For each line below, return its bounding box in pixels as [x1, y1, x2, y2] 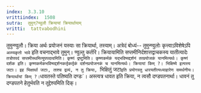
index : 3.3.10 [6, 8, 45, 15]
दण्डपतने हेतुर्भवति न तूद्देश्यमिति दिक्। [6, 79, 77, 87]
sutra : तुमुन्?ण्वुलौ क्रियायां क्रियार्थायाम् [6, 20, 82, 26]
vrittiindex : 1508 [6, 14, 56, 20]
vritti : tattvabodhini [6, 25, 67, 32]
